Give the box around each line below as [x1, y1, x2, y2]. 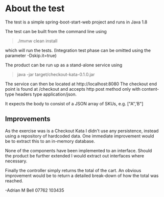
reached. [5, 177, 23, 183]
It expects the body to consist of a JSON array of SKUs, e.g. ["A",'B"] [5, 100, 143, 106]
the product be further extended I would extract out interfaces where [5, 153, 144, 158]
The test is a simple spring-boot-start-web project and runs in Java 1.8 [5, 19, 148, 25]
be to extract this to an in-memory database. [5, 138, 95, 144]
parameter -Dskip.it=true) [5, 52, 57, 59]
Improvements [5, 115, 50, 123]
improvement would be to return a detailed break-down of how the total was [5, 173, 159, 178]
